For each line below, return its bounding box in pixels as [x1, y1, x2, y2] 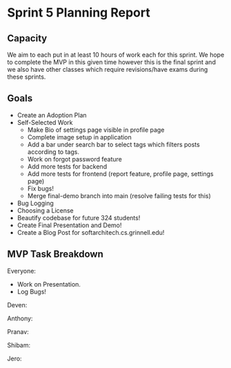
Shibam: [7, 340, 31, 349]
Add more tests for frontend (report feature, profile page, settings [27, 169, 214, 177]
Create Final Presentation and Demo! [17, 221, 122, 229]
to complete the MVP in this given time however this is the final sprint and [7, 58, 216, 66]
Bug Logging [17, 199, 54, 207]
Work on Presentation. [17, 280, 81, 288]
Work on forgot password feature [27, 155, 122, 163]
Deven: [7, 300, 28, 309]
